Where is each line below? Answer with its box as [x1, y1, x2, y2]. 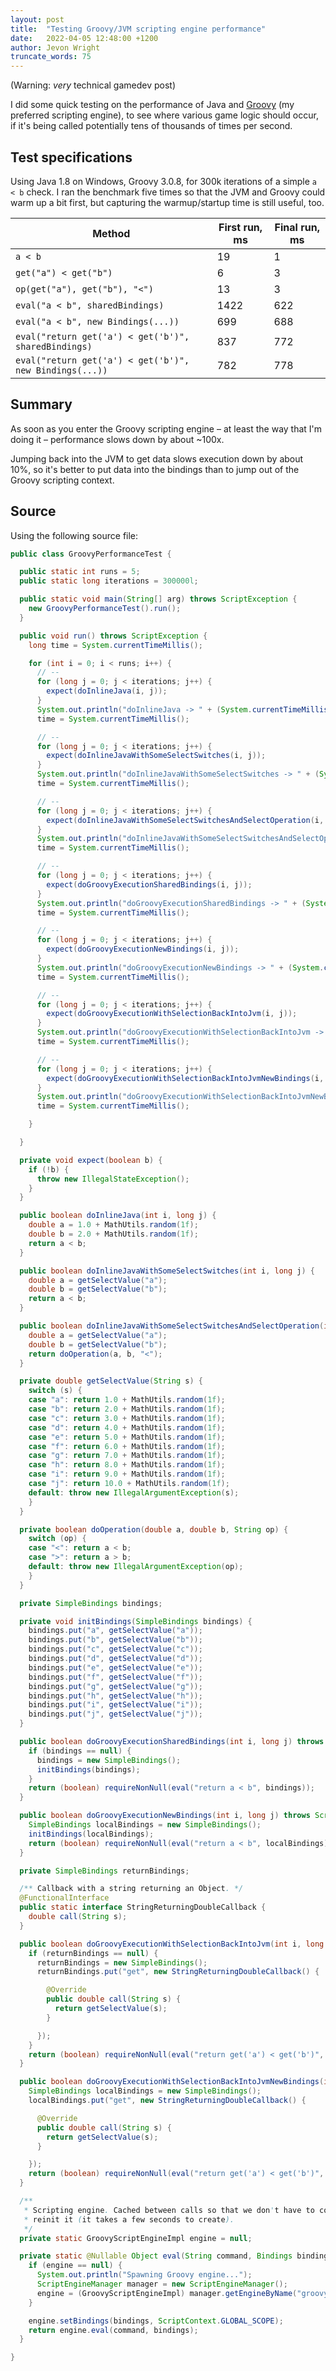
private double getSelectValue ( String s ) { [19, 1376, 203, 1386]
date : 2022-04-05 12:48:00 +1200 [10, 33, 159, 43]
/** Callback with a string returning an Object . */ [19, 1884, 244, 1894]
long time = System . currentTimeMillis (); [28, 640, 203, 650]
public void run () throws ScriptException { [19, 631, 208, 641]
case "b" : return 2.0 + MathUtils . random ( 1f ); [28, 1404, 226, 1415]
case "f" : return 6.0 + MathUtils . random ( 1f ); [28, 1441, 226, 1451]
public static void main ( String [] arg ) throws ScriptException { [19, 594, 298, 605]
